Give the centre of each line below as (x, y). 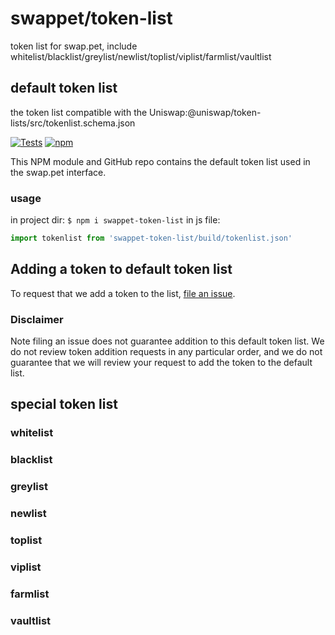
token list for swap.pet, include (74, 46)
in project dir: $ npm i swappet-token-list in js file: (115, 220)
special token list (64, 404)
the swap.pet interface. (58, 172)
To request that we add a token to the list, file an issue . (123, 293)
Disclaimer (37, 319)
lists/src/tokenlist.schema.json (73, 123)
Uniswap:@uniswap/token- (205, 112)
